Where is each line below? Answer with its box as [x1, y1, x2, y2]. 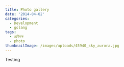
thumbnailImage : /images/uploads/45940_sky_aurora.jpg [5, 43, 120, 48]
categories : [5, 16, 29, 21]
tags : [5, 30, 16, 34]
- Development [9, 20, 38, 26]
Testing [5, 56, 21, 62]
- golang [9, 25, 27, 30]
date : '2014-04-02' [5, 12, 45, 17]
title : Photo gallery [5, 7, 50, 12]
